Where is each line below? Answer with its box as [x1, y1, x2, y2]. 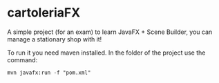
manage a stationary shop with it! [7, 35, 102, 43]
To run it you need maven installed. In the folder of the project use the [7, 48, 206, 57]
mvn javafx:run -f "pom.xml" [7, 69, 91, 76]
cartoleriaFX [7, 5, 81, 21]
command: [7, 55, 38, 64]
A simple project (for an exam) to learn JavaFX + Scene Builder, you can [7, 28, 213, 36]
